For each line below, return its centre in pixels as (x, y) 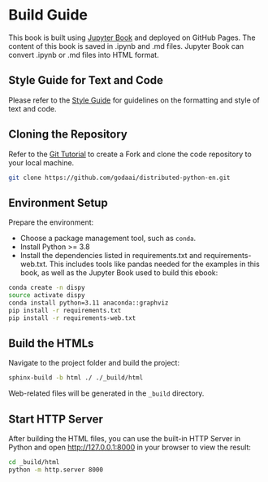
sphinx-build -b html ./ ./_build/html (76, 378)
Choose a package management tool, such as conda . (108, 239)
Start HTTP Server (56, 419)
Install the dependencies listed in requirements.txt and (111, 256)
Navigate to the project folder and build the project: (94, 363)
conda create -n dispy (47, 288)
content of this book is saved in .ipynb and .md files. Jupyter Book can (126, 46)
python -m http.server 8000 (56, 470)
